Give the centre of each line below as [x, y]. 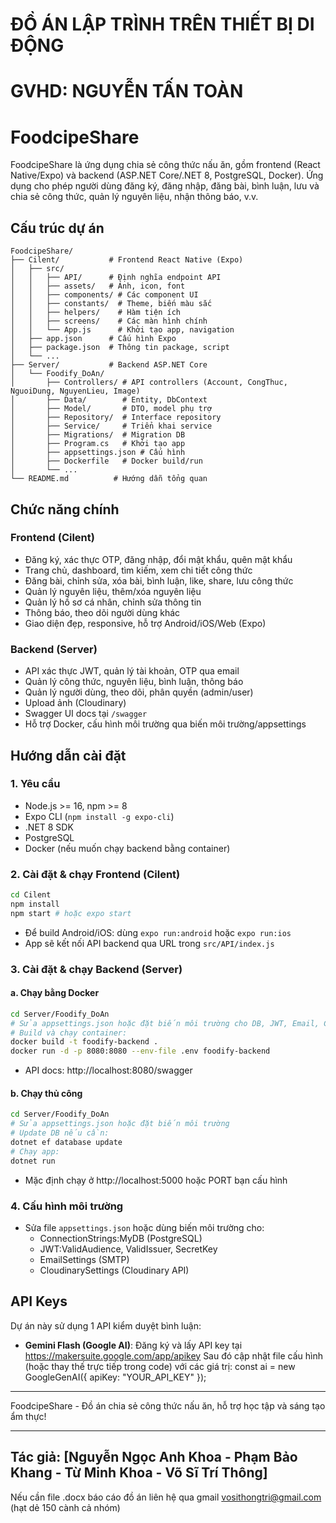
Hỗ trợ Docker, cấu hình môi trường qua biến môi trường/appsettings [165, 724]
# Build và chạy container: [69, 1033]
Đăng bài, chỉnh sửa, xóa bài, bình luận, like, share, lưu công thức [159, 580]
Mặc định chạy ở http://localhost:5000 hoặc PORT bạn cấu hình [156, 1180]
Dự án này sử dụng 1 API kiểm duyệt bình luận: [106, 1325]
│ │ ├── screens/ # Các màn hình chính [109, 321]
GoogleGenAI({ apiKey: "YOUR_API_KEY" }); [115, 1377]
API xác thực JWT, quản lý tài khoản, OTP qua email [132, 671]
